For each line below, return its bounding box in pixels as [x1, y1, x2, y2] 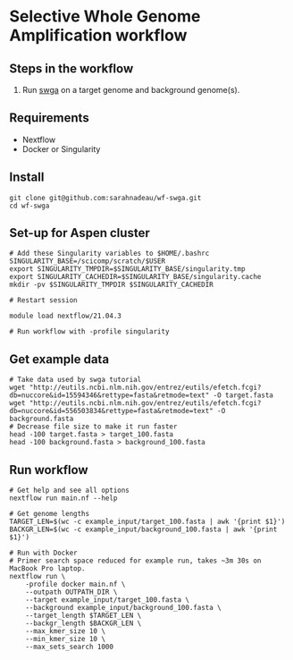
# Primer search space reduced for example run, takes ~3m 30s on [9, 556, 262, 565]
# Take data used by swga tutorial [9, 376, 142, 385]
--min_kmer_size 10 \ [25, 635, 105, 644]
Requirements [9, 110, 89, 126]
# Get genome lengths [9, 510, 90, 519]
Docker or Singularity [21, 143, 101, 154]
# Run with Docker [9, 548, 78, 558]
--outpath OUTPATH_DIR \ [25, 588, 118, 597]
